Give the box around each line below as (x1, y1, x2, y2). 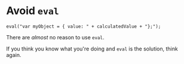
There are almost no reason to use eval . (6, 33, 105, 41)
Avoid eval (6, 4, 60, 18)
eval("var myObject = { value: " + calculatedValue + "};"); (6, 23, 161, 29)
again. (6, 51, 22, 58)
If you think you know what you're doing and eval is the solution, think (6, 45, 178, 52)
